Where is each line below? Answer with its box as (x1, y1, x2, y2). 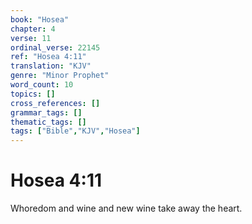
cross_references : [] (10, 98, 101, 108)
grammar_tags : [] (10, 107, 83, 118)
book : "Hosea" (10, 14, 70, 25)
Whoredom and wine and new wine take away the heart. (10, 202, 243, 215)
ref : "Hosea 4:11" (10, 52, 87, 62)
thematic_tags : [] (10, 117, 87, 127)
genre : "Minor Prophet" (10, 71, 110, 81)
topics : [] (10, 89, 56, 99)
